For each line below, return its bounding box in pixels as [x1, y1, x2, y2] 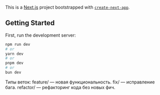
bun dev [5, 70, 22, 75]
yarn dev [5, 51, 24, 56]
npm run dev [5, 42, 30, 47]
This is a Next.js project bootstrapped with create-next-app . [5, 5, 130, 10]
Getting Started [5, 19, 55, 27]
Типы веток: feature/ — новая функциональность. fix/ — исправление [5, 79, 155, 85]
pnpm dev [5, 60, 24, 66]
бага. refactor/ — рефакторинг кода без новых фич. [5, 84, 116, 90]
